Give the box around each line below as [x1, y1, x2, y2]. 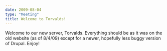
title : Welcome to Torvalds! [5, 16, 66, 21]
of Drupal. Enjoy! [5, 41, 40, 47]
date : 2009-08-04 [5, 7, 42, 12]
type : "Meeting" [5, 12, 39, 17]
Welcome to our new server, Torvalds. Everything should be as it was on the [5, 30, 162, 36]
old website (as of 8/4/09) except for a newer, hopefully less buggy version [5, 35, 161, 41]
